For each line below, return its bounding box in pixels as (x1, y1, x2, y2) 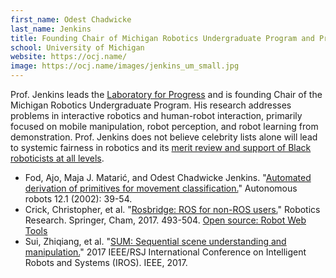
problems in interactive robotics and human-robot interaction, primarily (10, 110, 303, 121)
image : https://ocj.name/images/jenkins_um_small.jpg (10, 61, 240, 71)
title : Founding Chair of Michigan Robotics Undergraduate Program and (10, 33, 315, 43)
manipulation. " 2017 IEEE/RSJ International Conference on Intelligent (24, 246, 307, 258)
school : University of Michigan (10, 42, 145, 53)
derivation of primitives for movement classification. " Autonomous (24, 182, 298, 194)
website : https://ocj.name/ (10, 52, 128, 62)
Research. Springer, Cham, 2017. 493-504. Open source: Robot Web (24, 214, 307, 226)
